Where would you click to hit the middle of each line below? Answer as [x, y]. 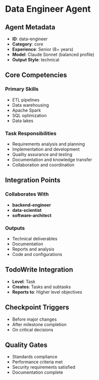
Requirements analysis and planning [49, 144]
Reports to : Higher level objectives [47, 292]
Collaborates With [27, 194]
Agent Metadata [30, 27]
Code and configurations [37, 254]
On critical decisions [33, 329]
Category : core [28, 44]
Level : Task [24, 281]
